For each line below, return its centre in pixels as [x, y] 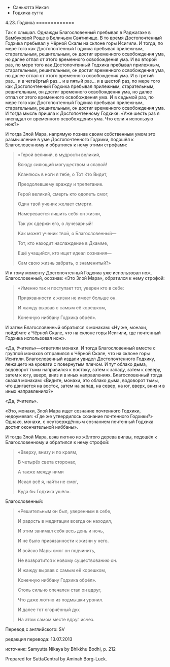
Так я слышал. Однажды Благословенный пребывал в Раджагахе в [78, 32]
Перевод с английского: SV [35, 629]
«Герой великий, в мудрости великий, [59, 155]
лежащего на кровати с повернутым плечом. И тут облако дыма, [76, 364]
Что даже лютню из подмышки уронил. [60, 600]
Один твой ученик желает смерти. [55, 204]
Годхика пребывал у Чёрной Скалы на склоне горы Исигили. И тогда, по [84, 43]
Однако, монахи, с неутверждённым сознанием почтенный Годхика [79, 422]
